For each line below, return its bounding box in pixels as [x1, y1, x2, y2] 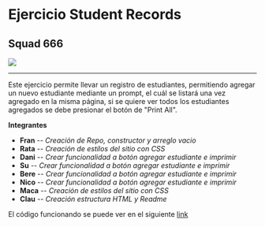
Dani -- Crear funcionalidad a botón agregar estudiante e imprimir [19, 152, 237, 162]
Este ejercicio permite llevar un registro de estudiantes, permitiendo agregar [8, 80, 256, 89]
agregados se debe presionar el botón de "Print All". [8, 105, 177, 114]
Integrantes [8, 121, 47, 129]
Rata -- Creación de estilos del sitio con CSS [19, 144, 166, 153]
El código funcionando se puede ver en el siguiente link [8, 210, 188, 218]
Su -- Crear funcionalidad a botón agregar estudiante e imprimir [19, 161, 230, 170]
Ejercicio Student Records [8, 6, 182, 24]
